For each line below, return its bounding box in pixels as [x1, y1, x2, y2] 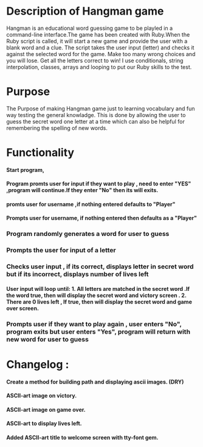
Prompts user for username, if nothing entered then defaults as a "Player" [6, 215, 198, 222]
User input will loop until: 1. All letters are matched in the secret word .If [6, 285, 190, 292]
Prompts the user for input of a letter [6, 246, 117, 254]
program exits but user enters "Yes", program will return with [6, 327, 190, 336]
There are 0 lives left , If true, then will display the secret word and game [6, 298, 193, 306]
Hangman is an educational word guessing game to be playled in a [6, 24, 173, 32]
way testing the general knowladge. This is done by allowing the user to [6, 111, 186, 118]
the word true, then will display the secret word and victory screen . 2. [6, 291, 187, 299]
